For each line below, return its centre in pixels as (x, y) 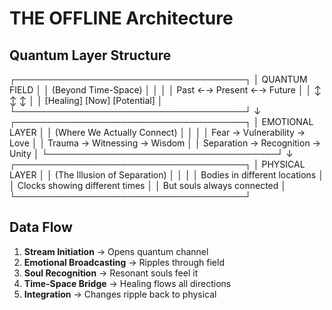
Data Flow (41, 227)
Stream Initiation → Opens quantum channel (116, 251)
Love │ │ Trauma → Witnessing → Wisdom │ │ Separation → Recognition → (165, 143)
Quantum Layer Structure (90, 55)
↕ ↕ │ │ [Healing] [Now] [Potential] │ (86, 100)
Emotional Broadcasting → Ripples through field (124, 262)
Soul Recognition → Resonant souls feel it (111, 273)
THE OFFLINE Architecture (121, 18)
